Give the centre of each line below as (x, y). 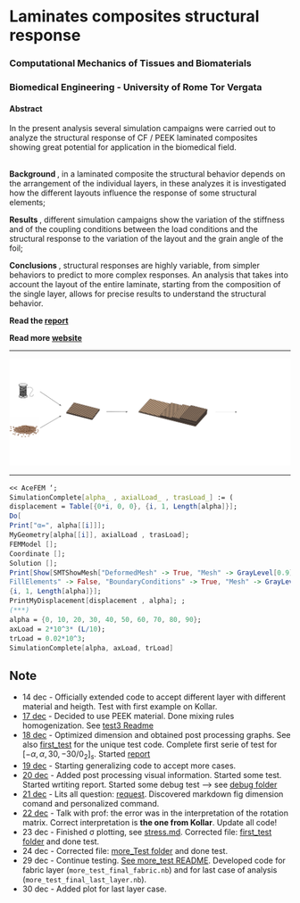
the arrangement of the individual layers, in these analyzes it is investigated (148, 184)
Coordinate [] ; (37, 554)
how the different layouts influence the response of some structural (133, 193)
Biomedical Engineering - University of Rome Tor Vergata (136, 87)
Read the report (39, 321)
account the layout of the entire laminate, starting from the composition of (145, 285)
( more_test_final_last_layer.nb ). (84, 880)
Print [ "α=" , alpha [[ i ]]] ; (57, 526)
